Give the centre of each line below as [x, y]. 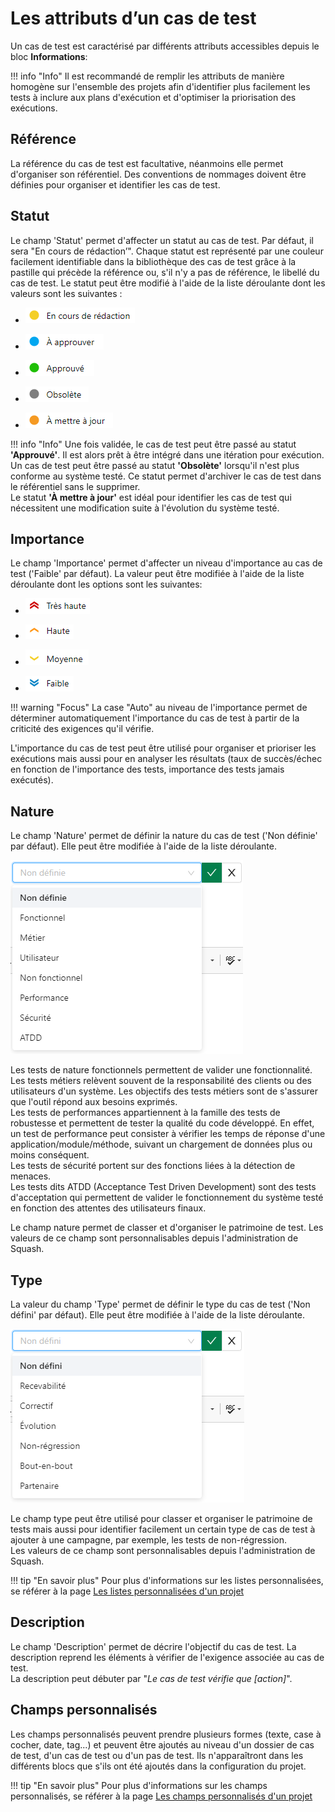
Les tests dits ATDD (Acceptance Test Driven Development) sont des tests [163, 1187]
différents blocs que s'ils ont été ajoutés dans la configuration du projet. [158, 1766]
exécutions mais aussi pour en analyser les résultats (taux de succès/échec [166, 759]
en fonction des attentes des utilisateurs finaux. [108, 1208]
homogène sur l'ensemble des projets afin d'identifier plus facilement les [160, 86]
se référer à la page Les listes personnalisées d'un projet [127, 1591]
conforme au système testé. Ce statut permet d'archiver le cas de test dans [166, 476]
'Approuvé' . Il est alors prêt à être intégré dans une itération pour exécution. [167, 454]
